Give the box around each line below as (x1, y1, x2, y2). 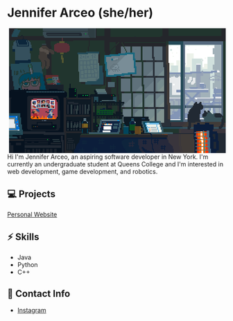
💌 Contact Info (7, 288, 71, 300)
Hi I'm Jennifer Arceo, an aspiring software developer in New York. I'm (7, 153, 209, 161)
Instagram (17, 306, 46, 315)
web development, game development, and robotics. (7, 167, 158, 175)
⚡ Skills (7, 231, 40, 243)
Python (17, 260, 38, 268)
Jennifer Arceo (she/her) (7, 5, 154, 21)
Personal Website (7, 210, 58, 218)
